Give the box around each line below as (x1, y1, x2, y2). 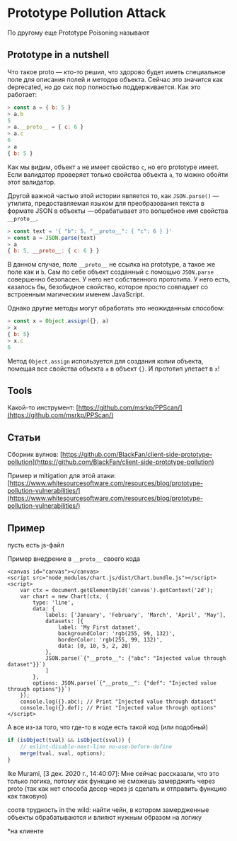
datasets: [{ (45, 617, 83, 625)
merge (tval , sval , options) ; (20, 750, 106, 757)
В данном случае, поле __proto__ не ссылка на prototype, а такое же (7, 260, 216, 269)
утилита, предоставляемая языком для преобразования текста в (7, 199, 205, 207)
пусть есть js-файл (7, 541, 64, 550)
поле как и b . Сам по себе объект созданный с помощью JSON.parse (7, 267, 214, 277)
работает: (7, 90, 37, 98)
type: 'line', (33, 599, 74, 606)
